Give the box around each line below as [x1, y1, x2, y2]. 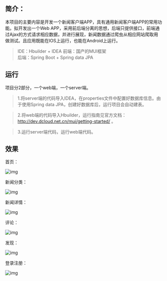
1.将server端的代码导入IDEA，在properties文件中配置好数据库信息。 [17, 95, 157, 101]
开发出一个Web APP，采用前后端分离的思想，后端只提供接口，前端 [18, 25, 156, 31]
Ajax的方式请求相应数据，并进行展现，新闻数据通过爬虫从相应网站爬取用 [9, 31, 159, 37]
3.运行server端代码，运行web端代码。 [17, 129, 96, 135]
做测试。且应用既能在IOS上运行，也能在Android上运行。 [5, 37, 121, 43]
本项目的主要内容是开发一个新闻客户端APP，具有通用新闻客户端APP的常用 [5, 19, 158, 25]
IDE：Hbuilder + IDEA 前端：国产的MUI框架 [17, 48, 106, 54]
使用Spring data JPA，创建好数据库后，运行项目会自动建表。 [21, 101, 147, 107]
